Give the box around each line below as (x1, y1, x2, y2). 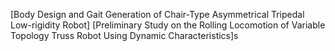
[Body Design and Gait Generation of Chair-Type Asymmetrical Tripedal (10, 9, 305, 20)
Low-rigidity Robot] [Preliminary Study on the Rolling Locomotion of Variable (10, 19, 326, 31)
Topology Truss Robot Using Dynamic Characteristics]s (10, 30, 239, 41)
